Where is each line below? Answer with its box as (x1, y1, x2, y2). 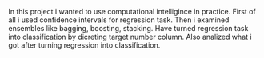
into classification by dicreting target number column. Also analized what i (8, 32, 252, 41)
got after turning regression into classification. (8, 41, 161, 50)
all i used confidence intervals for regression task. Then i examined (8, 15, 230, 25)
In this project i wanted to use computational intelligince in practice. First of (8, 7, 256, 16)
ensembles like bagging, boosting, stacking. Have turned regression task (8, 24, 249, 33)
